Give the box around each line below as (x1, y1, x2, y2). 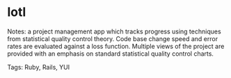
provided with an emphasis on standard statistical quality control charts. (7, 49, 214, 58)
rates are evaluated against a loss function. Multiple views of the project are (7, 42, 225, 50)
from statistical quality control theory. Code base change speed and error (7, 34, 218, 42)
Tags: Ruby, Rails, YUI (7, 63, 70, 71)
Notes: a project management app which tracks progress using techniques (7, 27, 221, 36)
